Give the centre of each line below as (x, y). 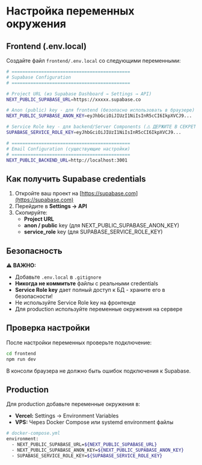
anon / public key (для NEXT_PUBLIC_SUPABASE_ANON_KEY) (102, 226)
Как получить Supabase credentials (76, 179)
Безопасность (34, 251)
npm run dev (21, 359)
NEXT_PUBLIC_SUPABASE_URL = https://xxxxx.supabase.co (74, 100)
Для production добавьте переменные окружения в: (73, 404)
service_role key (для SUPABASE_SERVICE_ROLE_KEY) (93, 232)
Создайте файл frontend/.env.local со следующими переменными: (93, 61)
